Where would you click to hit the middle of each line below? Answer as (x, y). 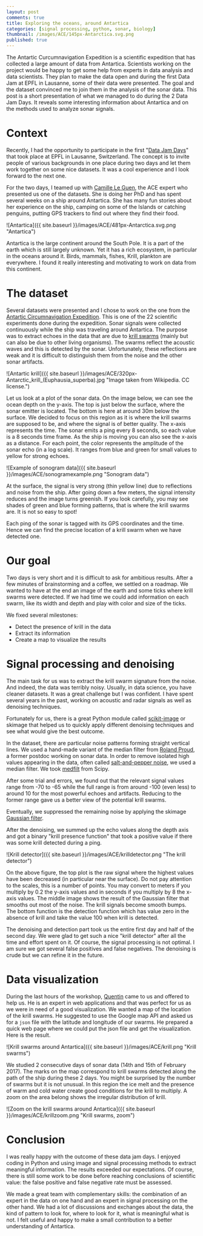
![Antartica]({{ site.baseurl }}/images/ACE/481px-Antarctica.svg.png (91, 225)
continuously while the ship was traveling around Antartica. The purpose (97, 329)
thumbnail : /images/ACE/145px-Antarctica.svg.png (70, 35)
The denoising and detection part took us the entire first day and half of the (100, 929)
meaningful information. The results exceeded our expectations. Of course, (100, 1169)
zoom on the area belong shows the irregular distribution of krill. (86, 1097)
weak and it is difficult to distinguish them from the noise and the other (95, 355)
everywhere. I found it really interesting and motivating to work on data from (101, 262)
